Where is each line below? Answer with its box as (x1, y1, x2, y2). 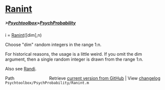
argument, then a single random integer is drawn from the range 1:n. (5, 56, 143, 62)
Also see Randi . (5, 66, 37, 72)
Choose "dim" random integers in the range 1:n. (5, 42, 102, 47)
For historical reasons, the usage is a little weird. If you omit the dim (5, 51, 142, 57)
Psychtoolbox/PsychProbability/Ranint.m (5, 81, 90, 86)
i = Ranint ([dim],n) (5, 32, 42, 38)
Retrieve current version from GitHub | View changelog (49, 75, 161, 81)
